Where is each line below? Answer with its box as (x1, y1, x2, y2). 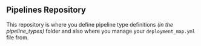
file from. (6, 33, 29, 41)
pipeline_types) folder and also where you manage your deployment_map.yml (6, 27, 196, 34)
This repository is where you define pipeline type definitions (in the (6, 21, 174, 28)
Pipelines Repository (6, 5, 87, 15)
